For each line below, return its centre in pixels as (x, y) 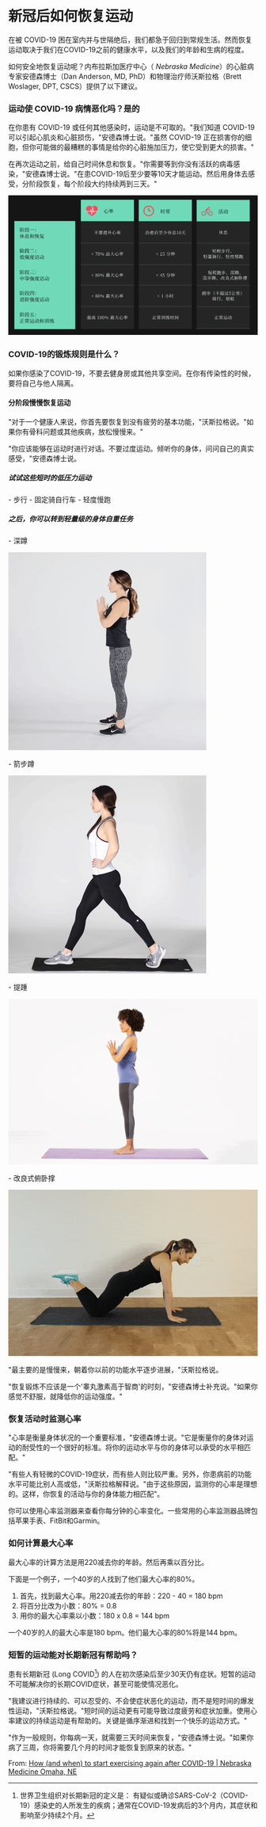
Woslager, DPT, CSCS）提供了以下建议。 (75, 86)
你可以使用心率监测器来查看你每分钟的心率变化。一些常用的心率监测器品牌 (129, 1511)
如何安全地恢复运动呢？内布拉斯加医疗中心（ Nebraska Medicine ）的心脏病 (131, 66)
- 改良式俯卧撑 (32, 1178)
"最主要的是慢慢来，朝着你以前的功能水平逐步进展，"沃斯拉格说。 (116, 1370)
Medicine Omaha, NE (43, 1772)
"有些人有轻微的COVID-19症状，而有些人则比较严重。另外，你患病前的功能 (130, 1475)
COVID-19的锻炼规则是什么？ (64, 355)
